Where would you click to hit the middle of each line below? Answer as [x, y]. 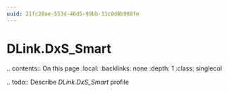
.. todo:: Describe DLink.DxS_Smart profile [68, 82]
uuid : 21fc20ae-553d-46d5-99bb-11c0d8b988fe [73, 14]
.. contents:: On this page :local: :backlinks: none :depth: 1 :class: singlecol [114, 68]
